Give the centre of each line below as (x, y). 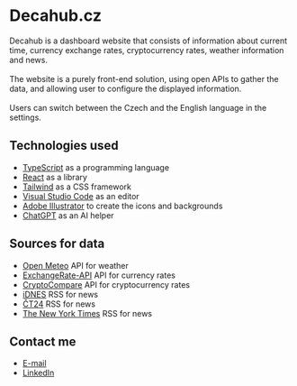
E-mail (34, 363)
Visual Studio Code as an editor (81, 196)
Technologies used (64, 146)
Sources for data (57, 244)
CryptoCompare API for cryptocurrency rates (106, 284)
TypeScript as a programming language (95, 167)
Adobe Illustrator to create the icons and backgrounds (122, 206)
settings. (26, 117)
